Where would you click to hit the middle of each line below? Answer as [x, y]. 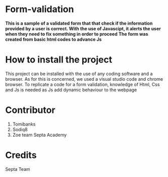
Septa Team [18, 169]
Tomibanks [24, 124]
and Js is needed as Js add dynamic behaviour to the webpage [71, 90]
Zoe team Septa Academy [40, 135]
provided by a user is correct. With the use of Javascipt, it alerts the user [83, 28]
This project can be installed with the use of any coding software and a [79, 74]
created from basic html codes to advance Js [53, 39]
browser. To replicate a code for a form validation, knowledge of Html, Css [82, 84]
